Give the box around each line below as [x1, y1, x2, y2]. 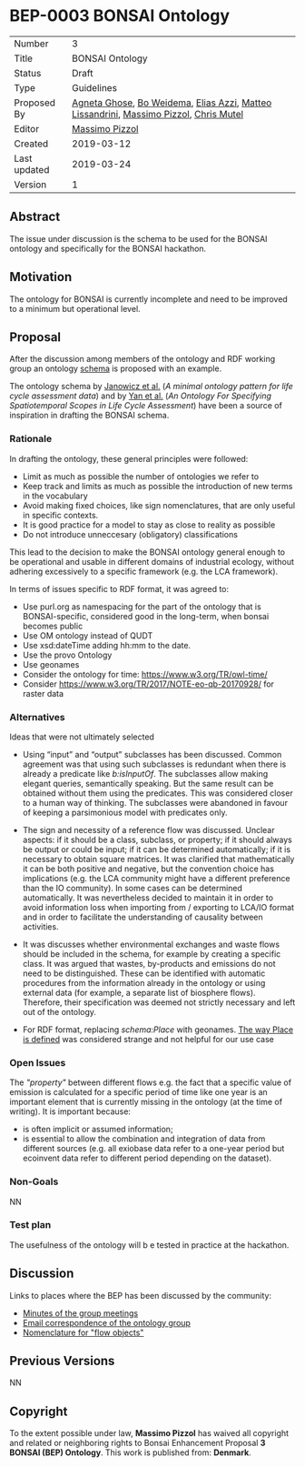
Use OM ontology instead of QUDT [22, 629, 153, 641]
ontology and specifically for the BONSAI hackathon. [9, 243, 207, 254]
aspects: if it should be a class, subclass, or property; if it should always [22, 834, 292, 845]
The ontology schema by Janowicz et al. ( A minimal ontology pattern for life [9, 381, 293, 392]
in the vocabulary [22, 490, 88, 501]
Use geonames [22, 658, 80, 669]
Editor [14, 122, 39, 135]
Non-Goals [9, 1175, 59, 1188]
